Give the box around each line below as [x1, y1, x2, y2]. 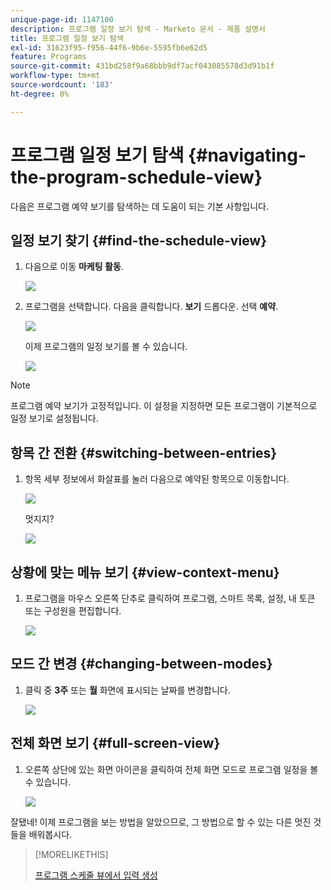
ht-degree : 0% [10, 89, 70, 99]
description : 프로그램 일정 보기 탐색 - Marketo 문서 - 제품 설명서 [10, 24, 266, 34]
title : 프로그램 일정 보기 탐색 [10, 33, 124, 43]
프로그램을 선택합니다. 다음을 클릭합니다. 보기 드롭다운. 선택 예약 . [24, 301, 279, 313]
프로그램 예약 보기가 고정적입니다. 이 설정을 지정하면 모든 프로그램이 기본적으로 [10, 400, 318, 412]
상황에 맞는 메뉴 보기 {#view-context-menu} [10, 564, 280, 581]
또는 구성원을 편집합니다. [24, 605, 122, 616]
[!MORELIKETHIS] [34, 848, 109, 860]
